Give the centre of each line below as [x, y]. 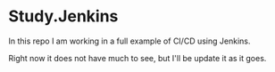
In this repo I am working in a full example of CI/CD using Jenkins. [129, 41]
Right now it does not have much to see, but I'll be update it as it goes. [137, 58]
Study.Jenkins [63, 16]
